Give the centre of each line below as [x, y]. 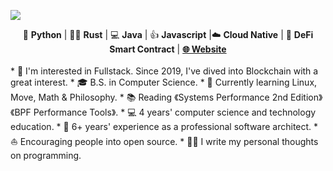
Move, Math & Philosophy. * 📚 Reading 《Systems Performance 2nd [149, 97]
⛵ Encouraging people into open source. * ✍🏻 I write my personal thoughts [164, 141]
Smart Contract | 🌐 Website [168, 49]
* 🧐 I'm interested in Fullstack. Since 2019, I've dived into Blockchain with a [164, 71]
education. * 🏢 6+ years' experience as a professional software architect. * [164, 126]
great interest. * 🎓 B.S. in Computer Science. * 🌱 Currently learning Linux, [164, 82]
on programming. [46, 155]
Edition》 [306, 97]
